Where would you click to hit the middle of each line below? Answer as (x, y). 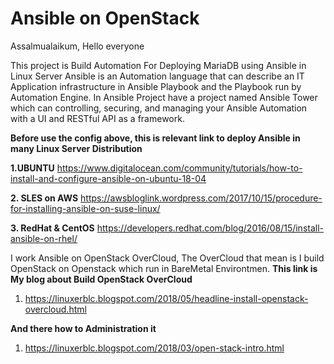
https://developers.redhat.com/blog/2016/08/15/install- (210, 228)
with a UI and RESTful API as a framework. (97, 118)
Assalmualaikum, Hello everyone (77, 46)
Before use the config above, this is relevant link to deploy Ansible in (155, 138)
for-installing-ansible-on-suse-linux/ (85, 208)
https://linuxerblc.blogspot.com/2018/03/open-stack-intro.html (154, 348)
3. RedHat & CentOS (52, 228)
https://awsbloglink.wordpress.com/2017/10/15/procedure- (201, 198)
